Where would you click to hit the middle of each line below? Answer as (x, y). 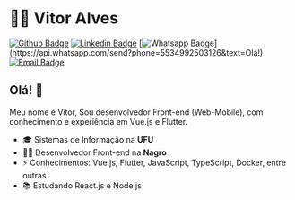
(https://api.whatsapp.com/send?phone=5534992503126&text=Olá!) (136, 52)
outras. (35, 175)
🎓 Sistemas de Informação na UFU (88, 139)
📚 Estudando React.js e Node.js (82, 185)
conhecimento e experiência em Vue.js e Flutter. (99, 121)
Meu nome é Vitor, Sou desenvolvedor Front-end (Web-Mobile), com (136, 112)
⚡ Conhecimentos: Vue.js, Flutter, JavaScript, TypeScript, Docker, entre (154, 162)
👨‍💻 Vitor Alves (64, 18)
